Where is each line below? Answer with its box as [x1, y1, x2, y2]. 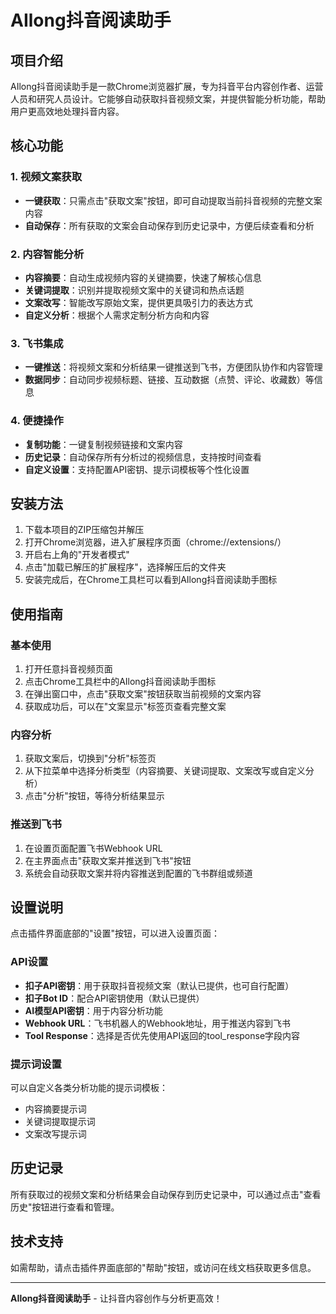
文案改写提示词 [24, 1128, 87, 1140]
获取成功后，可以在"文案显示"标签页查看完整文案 [24, 701, 227, 713]
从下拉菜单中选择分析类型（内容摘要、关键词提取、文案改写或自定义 [24, 765, 306, 777]
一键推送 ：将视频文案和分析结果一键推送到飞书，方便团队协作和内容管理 [24, 361, 323, 373]
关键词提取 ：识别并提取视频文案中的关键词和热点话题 [24, 284, 245, 296]
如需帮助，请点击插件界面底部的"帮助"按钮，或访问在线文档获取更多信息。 [10, 1261, 317, 1273]
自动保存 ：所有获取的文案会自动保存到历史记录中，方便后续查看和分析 [24, 219, 315, 231]
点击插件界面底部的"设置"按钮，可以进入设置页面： [10, 927, 221, 940]
